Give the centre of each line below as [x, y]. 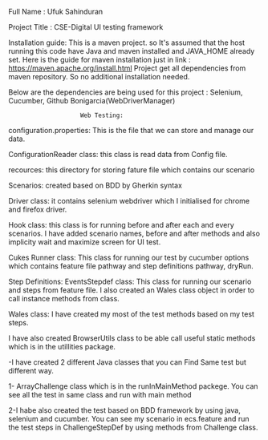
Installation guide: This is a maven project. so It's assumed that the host [127, 42]
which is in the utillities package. [62, 347]
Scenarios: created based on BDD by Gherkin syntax [95, 185]
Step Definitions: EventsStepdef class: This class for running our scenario [130, 281]
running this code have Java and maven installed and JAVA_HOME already [132, 51]
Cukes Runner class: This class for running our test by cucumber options [129, 257]
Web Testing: [102, 115]
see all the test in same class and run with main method [100, 395]
